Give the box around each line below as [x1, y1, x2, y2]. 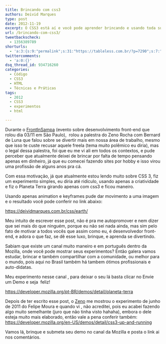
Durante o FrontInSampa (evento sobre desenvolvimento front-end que [5, 126, 150, 132]
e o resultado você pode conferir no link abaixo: [5, 198, 103, 204]
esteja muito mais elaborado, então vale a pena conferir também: [5, 314, 137, 320]
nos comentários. [5, 334, 41, 340]
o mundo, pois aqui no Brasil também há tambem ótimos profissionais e [5, 259, 151, 265]
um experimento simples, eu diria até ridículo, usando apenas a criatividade [5, 178, 159, 184]
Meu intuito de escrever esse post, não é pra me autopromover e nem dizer [5, 218, 159, 224]
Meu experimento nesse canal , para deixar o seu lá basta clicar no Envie [5, 274, 154, 280]
